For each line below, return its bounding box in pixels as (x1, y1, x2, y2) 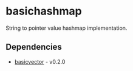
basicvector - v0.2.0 (14, 58, 66, 65)
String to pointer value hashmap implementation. (5, 24, 128, 32)
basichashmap (5, 4, 83, 18)
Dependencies (5, 42, 62, 52)
